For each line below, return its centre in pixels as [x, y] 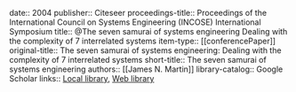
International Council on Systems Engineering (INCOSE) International [135, 22]
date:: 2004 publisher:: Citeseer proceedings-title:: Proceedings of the [138, 13]
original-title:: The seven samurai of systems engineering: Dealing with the [145, 50]
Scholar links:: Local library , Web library [82, 78]
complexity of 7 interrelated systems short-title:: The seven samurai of [138, 60]
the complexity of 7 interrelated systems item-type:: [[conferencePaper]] [143, 41]
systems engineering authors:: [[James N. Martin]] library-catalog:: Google [146, 69]
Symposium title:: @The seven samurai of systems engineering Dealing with [148, 31]
